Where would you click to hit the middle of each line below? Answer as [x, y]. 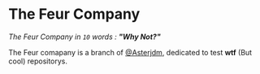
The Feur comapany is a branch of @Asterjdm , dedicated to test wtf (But [130, 52]
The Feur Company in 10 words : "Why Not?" [84, 37]
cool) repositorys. [38, 61]
